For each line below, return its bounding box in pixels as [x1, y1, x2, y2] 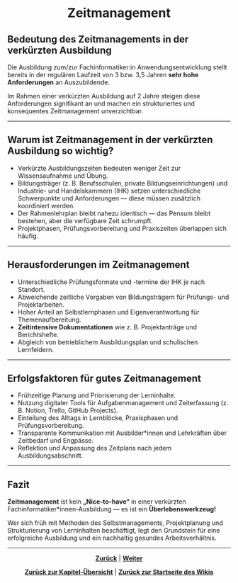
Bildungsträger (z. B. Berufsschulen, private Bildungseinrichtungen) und [17, 179, 228, 187]
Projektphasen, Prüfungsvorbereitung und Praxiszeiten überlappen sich [17, 224, 227, 232]
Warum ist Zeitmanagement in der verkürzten [7, 134, 213, 146]
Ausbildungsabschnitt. [17, 451, 84, 460]
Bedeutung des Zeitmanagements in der [7, 33, 189, 45]
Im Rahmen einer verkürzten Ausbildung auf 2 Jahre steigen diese [7, 92, 200, 100]
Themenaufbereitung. [17, 315, 81, 324]
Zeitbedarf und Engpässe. [17, 436, 94, 445]
